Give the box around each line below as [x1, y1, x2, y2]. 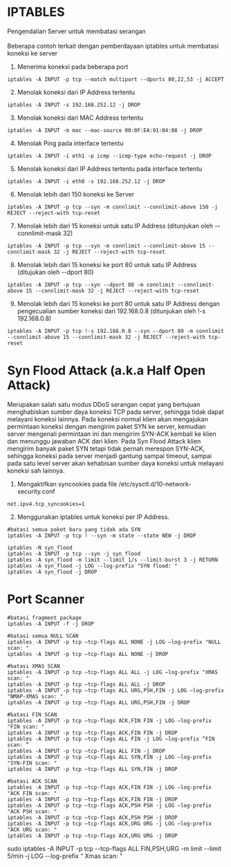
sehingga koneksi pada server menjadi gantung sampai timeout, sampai [7, 451, 212, 460]
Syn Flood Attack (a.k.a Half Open [7, 363, 206, 378]
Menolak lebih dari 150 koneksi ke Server [17, 190, 135, 198]
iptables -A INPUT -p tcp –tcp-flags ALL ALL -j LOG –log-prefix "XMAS [7, 668, 218, 675]
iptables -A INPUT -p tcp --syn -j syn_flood [7, 550, 140, 557]
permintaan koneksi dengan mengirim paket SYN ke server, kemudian [7, 422, 206, 430]
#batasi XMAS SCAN [7, 662, 60, 670]
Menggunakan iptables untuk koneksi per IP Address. [17, 513, 170, 521]
